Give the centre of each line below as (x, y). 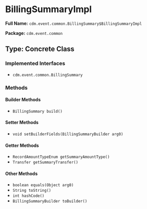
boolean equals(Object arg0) (43, 185)
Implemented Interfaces (35, 63)
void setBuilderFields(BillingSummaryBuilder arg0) (68, 134)
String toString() (32, 191)
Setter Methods (22, 122)
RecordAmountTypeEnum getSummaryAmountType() (61, 157)
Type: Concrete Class (40, 49)
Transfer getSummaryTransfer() (45, 162)
